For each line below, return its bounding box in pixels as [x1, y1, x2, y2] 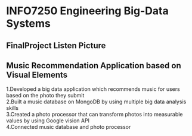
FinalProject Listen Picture [6, 40, 106, 50]
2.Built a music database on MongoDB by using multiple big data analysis [6, 98, 187, 105]
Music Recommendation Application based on [6, 61, 182, 71]
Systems [6, 17, 51, 30]
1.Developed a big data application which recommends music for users [6, 86, 180, 93]
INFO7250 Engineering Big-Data [6, 4, 169, 18]
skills [6, 105, 19, 112]
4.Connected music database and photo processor [6, 124, 131, 131]
